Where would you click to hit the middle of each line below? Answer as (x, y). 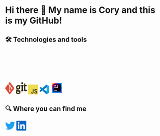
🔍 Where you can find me (46, 109)
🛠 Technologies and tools (46, 39)
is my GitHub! (34, 21)
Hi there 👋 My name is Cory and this (80, 10)
